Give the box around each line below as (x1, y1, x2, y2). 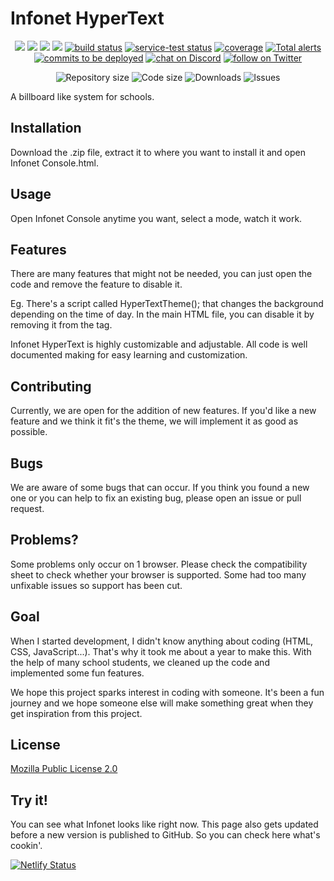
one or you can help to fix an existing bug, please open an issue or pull (10, 492, 302, 504)
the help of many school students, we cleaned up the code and (10, 656, 270, 668)
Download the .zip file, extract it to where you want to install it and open (10, 146, 307, 158)
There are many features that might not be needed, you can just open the (10, 268, 313, 280)
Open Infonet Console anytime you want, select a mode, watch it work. (10, 212, 303, 224)
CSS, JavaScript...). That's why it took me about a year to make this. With (10, 645, 312, 657)
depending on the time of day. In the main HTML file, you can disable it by (10, 308, 315, 321)
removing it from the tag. (10, 319, 113, 331)
